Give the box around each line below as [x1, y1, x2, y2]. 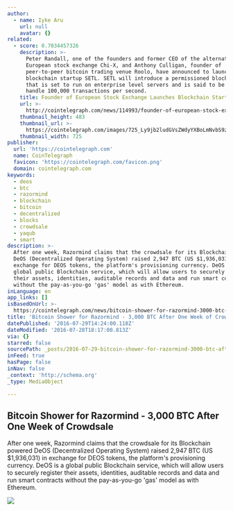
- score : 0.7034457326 [13, 42, 79, 49]
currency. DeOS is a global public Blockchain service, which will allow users [7, 461, 224, 469]
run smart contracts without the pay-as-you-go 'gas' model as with [7, 476, 199, 485]
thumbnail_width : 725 [19, 133, 82, 140]
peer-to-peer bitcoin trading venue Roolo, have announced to [25, 68, 209, 75]
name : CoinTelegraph [13, 152, 73, 160]
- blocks [13, 217, 39, 224]
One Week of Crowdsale [7, 421, 114, 433]
